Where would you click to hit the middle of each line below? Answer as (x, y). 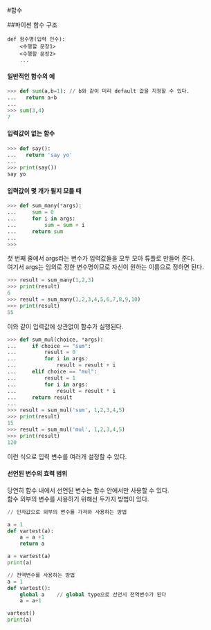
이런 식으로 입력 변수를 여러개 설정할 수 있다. (67, 456)
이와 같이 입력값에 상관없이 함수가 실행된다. (65, 326)
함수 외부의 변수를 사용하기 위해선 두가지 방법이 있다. (78, 499)
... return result (40, 397)
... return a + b (32, 98)
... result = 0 (42, 352)
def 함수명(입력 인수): (36, 39)
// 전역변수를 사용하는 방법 (41, 575)
